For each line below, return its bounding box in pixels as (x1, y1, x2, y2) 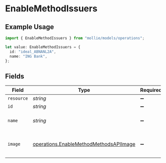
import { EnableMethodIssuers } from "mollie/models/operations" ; (5, 36, 145, 41)
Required (140, 87, 162, 94)
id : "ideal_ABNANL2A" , (9, 49, 56, 54)
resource (7, 96, 28, 101)
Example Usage (5, 23, 54, 31)
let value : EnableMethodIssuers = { (5, 44, 81, 49)
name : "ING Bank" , (9, 54, 48, 59)
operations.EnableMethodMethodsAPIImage (33, 141, 136, 148)
